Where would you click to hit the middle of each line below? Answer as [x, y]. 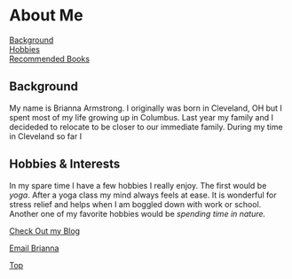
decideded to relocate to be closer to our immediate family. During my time [146, 127]
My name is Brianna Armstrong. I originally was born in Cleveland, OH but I [146, 108]
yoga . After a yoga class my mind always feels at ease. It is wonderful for [143, 195]
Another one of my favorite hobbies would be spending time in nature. [138, 213]
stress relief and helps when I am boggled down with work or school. [135, 204]
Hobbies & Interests [65, 164]
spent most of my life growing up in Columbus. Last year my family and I [141, 117]
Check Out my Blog [45, 230]
